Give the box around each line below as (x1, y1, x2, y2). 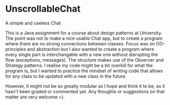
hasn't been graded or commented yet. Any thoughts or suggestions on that (5, 88, 165, 94)
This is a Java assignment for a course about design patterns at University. (5, 30, 162, 36)
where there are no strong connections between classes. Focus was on (5, 40, 155, 46)
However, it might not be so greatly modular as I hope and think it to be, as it (5, 83, 165, 89)
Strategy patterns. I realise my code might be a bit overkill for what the (5, 62, 153, 68)
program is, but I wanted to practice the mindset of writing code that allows (5, 67, 163, 74)
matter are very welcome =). (5, 94, 65, 100)
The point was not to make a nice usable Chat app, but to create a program (5, 35, 163, 41)
